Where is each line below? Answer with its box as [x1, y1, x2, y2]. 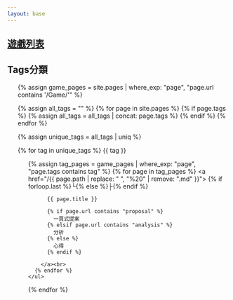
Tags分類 [7, 64, 48, 76]
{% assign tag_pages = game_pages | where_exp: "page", [27, 159, 197, 168]
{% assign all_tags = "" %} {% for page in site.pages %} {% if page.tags [17, 104, 227, 112]
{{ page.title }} [46, 196, 98, 203]
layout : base [7, 10, 46, 18]
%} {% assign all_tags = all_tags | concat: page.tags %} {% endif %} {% [17, 111, 226, 120]
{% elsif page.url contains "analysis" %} [46, 221, 173, 229]
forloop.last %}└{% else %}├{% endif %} [27, 182, 149, 190]
